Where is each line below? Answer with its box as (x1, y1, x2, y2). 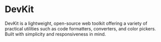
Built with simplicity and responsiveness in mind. (5, 31, 106, 37)
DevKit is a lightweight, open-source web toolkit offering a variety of (5, 20, 147, 26)
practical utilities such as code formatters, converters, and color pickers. (5, 25, 156, 31)
